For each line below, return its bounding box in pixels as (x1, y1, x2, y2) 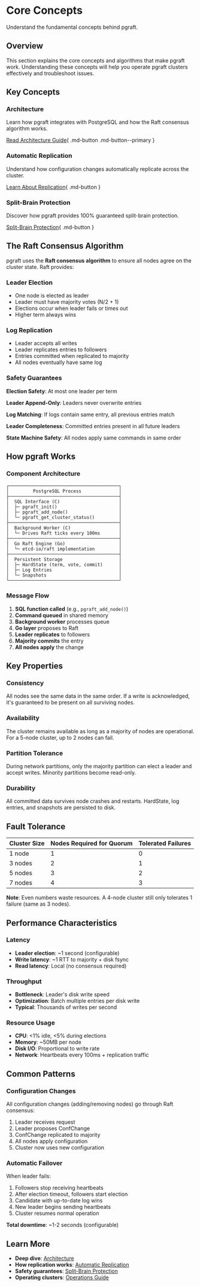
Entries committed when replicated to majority (14, 353, 129, 360)
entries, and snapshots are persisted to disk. (6, 804, 116, 811)
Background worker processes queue (14, 618, 110, 625)
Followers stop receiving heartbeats (14, 1184, 104, 1192)
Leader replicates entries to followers (14, 346, 107, 353)
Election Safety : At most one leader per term (6, 387, 118, 395)
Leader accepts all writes (14, 340, 78, 347)
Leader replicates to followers (14, 631, 90, 638)
